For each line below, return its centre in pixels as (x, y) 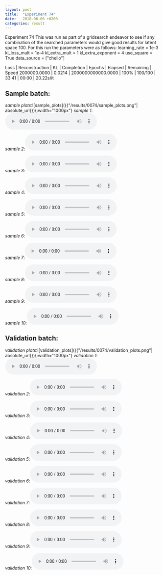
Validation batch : (32, 338)
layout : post (18, 10)
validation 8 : (18, 524)
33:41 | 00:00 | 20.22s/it (29, 78)
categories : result (25, 23)
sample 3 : (15, 171)
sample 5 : (15, 214)
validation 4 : (18, 437)
